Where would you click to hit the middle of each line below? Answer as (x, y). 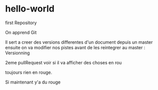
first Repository (21, 23)
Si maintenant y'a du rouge (33, 82)
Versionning (17, 53)
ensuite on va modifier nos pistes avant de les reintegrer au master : (75, 47)
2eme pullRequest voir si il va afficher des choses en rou (63, 62)
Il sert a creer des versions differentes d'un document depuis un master (79, 42)
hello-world (30, 9)
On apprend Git (21, 32)
